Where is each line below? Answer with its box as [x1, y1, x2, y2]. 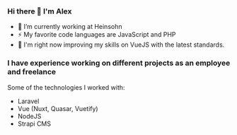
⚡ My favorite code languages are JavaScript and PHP [17, 30, 176, 39]
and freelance [7, 67, 57, 77]
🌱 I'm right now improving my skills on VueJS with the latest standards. [17, 40, 225, 49]
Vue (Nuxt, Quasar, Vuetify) [17, 104, 98, 112]
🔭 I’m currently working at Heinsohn [17, 23, 122, 31]
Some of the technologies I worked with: [7, 83, 125, 91]
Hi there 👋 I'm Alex [7, 6, 72, 16]
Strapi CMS [17, 119, 52, 128]
